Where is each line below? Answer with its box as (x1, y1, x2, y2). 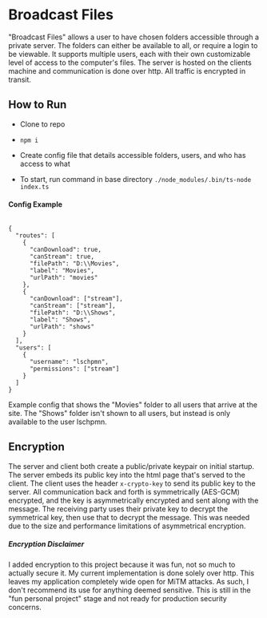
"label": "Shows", (29, 315, 91, 324)
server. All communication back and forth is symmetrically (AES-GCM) (8, 487, 240, 496)
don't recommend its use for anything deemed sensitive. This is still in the (8, 585, 251, 595)
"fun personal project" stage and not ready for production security (8, 593, 228, 603)
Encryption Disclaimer (8, 539, 85, 549)
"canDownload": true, (29, 245, 102, 253)
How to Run (8, 98, 67, 111)
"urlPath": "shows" (29, 322, 94, 330)
